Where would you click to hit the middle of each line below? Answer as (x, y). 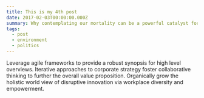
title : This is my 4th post (42, 12)
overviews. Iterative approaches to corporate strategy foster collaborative (99, 69)
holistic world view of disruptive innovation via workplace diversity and (95, 82)
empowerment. (25, 88)
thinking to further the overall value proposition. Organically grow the (93, 76)
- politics (25, 46)
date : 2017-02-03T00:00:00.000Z (47, 18)
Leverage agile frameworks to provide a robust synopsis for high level (93, 63)
